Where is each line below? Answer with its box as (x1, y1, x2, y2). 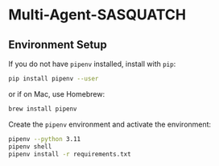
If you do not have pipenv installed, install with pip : (8, 59, 176, 68)
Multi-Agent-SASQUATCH (8, 6, 187, 24)
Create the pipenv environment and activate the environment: (8, 119, 212, 129)
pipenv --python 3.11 (8, 135, 81, 143)
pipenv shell (8, 143, 52, 151)
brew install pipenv (8, 105, 78, 113)
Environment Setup (8, 38, 107, 52)
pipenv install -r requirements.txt (8, 150, 131, 158)
